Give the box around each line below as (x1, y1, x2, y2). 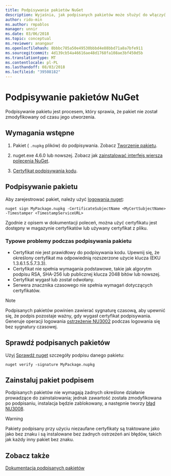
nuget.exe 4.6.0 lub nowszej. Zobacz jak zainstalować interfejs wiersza (12, 152, 163, 158)
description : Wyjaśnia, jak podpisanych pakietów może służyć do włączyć (5, 12, 166, 17)
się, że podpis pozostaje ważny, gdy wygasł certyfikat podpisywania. (5, 313, 152, 319)
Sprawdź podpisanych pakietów (5, 339, 110, 347)
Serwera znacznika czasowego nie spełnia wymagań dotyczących (12, 282, 153, 288)
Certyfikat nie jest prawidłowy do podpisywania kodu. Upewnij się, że (12, 249, 160, 255)
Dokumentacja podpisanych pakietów (5, 465, 85, 471)
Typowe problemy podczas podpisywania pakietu (5, 238, 132, 245)
